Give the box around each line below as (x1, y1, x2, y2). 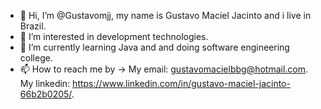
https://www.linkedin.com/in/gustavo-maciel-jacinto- (72, 78, 291, 89)
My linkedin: (19, 78, 71, 89)
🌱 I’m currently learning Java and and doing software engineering (19, 41, 290, 53)
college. (19, 52, 53, 64)
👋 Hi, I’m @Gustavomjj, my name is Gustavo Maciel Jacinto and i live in (19, 10, 312, 21)
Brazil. (19, 20, 47, 32)
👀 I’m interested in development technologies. (19, 31, 209, 42)
